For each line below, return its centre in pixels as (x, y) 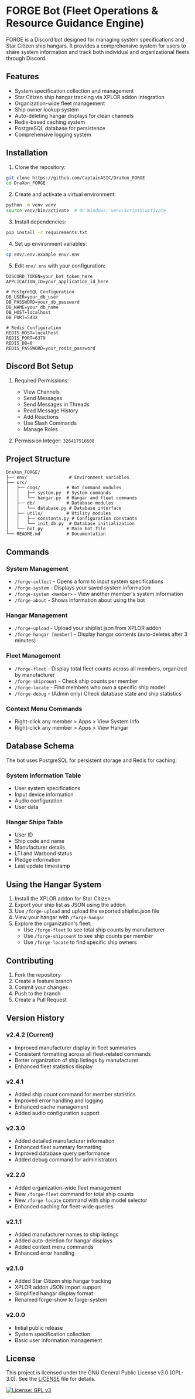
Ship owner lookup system (47, 109)
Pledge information (37, 860)
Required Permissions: (42, 380)
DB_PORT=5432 (22, 317)
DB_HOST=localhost (28, 312)
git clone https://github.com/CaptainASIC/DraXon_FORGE (76, 178)
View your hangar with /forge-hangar (59, 917)
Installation (27, 153)
